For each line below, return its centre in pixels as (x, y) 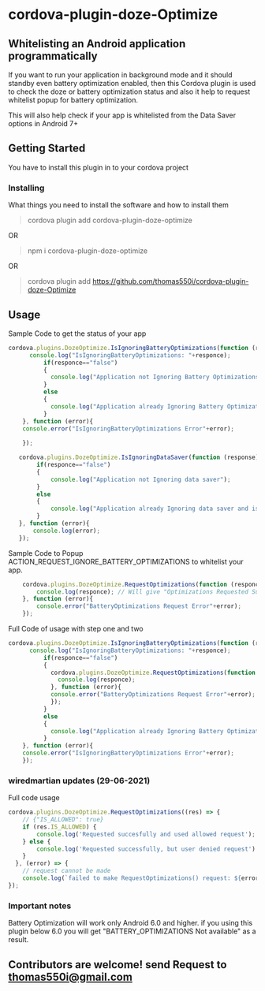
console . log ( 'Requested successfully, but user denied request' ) (146, 849)
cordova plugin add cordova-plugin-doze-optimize (110, 220)
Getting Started (47, 149)
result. (19, 940)
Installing (26, 188)
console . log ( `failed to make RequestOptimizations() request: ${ (132, 878)
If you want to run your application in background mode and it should (120, 75)
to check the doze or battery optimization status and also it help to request (129, 91)
